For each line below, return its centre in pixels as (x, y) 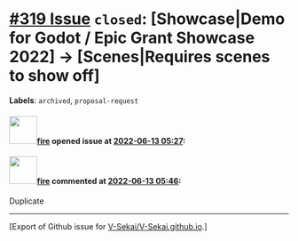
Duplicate (27, 201)
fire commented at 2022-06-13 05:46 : (109, 181)
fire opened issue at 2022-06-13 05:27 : (111, 141)
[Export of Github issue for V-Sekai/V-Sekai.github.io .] (108, 226)
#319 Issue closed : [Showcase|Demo (147, 19)
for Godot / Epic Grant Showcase (132, 38)
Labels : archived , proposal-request (74, 100)
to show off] (55, 76)
